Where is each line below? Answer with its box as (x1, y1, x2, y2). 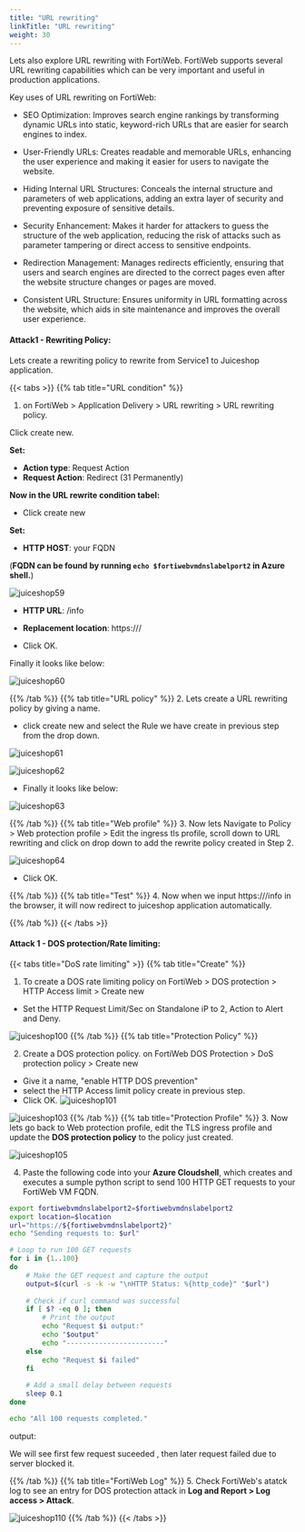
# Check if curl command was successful (25, 1297, 181, 1306)
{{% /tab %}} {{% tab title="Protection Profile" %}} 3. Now (69, 1112, 289, 1123)
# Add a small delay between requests (25, 1381, 172, 1390)
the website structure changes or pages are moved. (22, 276, 217, 287)
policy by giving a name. (9, 702, 101, 714)
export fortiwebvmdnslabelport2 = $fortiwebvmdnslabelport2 (9, 1204, 233, 1213)
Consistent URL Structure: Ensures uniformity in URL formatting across (22, 295, 288, 305)
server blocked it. (9, 1457, 75, 1468)
